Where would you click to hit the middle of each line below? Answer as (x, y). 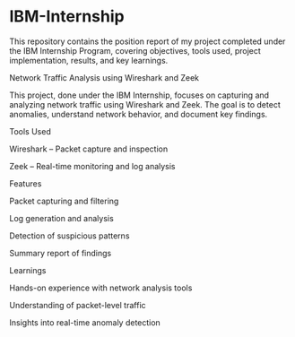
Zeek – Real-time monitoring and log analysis (93, 166)
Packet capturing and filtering (64, 201)
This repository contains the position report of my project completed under (147, 41)
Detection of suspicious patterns (69, 236)
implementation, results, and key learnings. (89, 60)
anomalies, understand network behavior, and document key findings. (139, 114)
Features (26, 183)
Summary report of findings (61, 253)
